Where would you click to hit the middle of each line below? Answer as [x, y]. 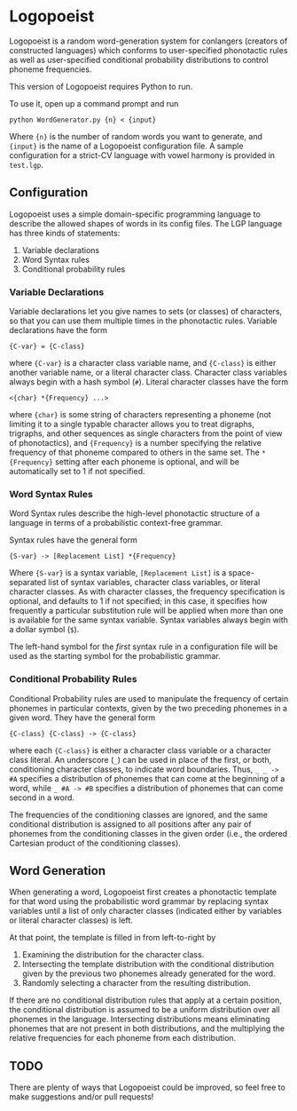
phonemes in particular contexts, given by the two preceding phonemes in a [148, 708]
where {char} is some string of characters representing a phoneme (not [141, 415]
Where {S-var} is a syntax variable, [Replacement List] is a [118, 573]
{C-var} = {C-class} [47, 347]
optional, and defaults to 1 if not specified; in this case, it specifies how [138, 601]
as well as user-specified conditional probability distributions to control [139, 60]
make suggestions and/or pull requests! [82, 1097]
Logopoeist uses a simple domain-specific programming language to [135, 214]
